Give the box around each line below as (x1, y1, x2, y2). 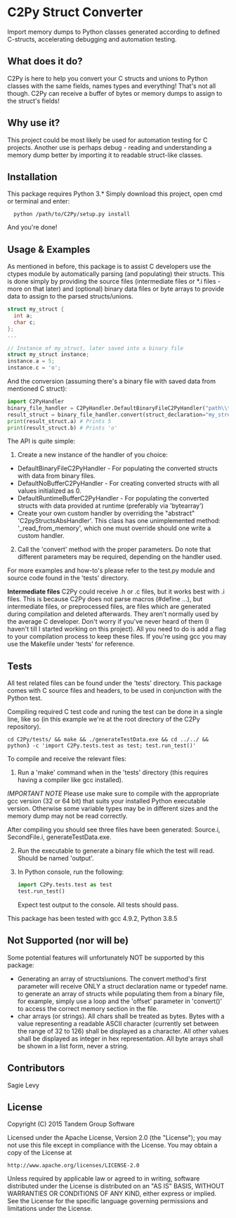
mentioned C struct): (7, 384, 67, 393)
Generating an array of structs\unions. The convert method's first (17, 974, 207, 983)
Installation (7, 170, 58, 183)
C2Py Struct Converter (7, 4, 143, 20)
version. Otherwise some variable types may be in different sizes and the (7, 804, 219, 813)
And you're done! (7, 223, 58, 232)
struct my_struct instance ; (7, 351, 90, 358)
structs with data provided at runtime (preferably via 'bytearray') (17, 501, 204, 510)
